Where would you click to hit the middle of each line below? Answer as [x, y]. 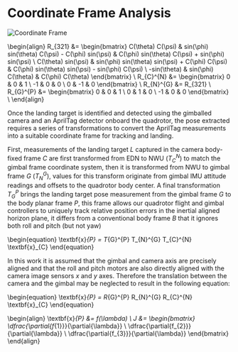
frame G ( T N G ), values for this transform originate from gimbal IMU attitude [117, 176]
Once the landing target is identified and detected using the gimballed [109, 113]
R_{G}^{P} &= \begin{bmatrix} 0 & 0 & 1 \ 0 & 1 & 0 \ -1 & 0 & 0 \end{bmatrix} [118, 92]
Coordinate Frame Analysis [90, 13]
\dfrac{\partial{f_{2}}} [159, 326]
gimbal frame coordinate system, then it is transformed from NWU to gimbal [119, 167]
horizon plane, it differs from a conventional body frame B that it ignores [113, 219]
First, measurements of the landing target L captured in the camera [106, 149]
